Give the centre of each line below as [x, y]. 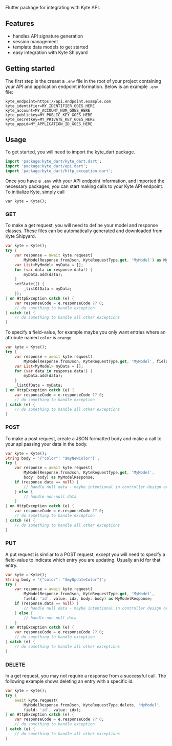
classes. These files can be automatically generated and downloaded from [84, 231]
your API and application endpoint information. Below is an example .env [82, 86]
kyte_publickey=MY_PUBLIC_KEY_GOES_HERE [49, 115]
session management [35, 41]
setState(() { [29, 284]
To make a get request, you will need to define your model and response [82, 225]
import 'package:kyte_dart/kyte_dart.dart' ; [53, 162]
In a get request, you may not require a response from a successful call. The [86, 676]
